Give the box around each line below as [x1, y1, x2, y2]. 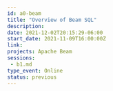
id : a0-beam [7, 10, 41, 17]
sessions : [7, 55, 36, 62]
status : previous [7, 73, 57, 81]
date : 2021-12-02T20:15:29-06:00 [7, 29, 103, 36]
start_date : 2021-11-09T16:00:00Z [7, 36, 107, 42]
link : [7, 42, 23, 49]
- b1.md [10, 61, 32, 68]
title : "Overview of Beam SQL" [7, 16, 97, 23]
